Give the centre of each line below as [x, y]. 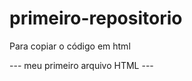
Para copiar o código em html [70, 46]
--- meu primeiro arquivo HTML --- [81, 65]
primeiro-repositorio [96, 18]
